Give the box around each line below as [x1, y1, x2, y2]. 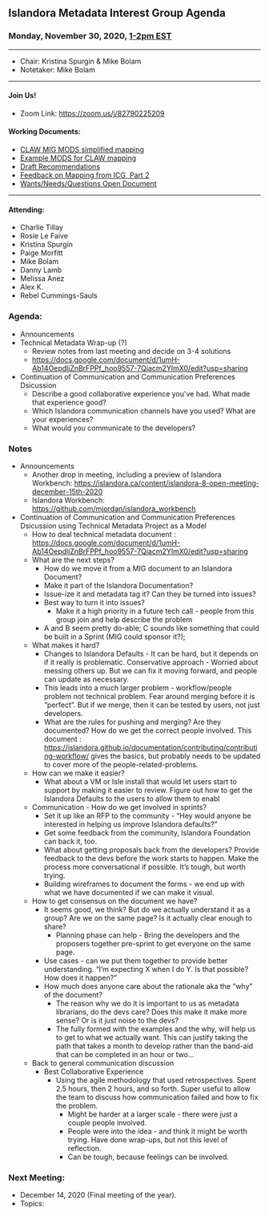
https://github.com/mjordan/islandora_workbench [31, 503, 196, 513]
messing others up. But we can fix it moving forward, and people [43, 665, 258, 675]
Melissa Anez [19, 274, 65, 283]
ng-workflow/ [43, 750, 90, 761]
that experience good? [31, 397, 106, 407]
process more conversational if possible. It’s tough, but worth [43, 862, 247, 872]
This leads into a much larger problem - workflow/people [43, 682, 232, 693]
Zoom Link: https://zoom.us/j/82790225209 [19, 108, 166, 118]
